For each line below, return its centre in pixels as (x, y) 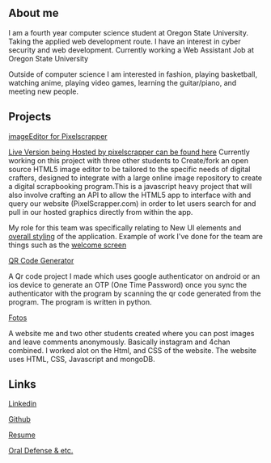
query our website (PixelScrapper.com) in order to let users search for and (132, 203)
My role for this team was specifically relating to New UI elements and (125, 227)
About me (34, 13)
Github (19, 419)
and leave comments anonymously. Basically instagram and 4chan (119, 342)
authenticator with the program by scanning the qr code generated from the (135, 293)
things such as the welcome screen (68, 245)
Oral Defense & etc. (41, 451)
